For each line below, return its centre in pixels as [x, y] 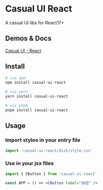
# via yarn [16, 92]
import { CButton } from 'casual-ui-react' [51, 174]
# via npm [15, 78]
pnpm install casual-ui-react [37, 110]
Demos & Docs [28, 38]
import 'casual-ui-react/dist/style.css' [49, 151]
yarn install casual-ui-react [37, 97]
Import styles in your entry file [43, 140]
